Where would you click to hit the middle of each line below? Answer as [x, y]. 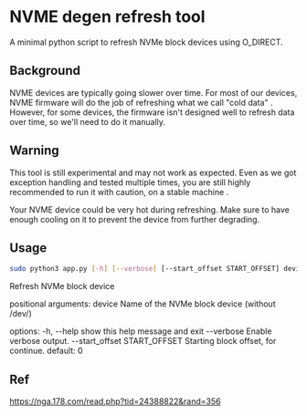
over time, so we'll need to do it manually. [88, 121]
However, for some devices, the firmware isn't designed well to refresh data [152, 112]
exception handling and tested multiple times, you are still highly [130, 182]
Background [45, 71]
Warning [34, 151]
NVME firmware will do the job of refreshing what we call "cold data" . [141, 102]
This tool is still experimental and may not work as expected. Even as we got [153, 172]
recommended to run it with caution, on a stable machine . [119, 192]
